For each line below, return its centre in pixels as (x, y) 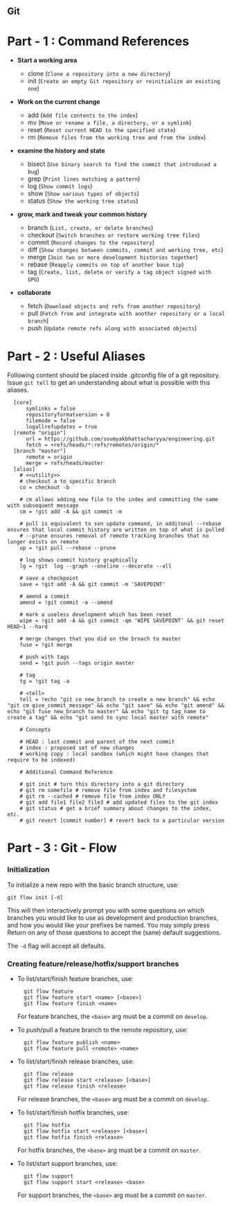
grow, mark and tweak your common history (82, 215)
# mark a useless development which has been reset (96, 615)
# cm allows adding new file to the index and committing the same (119, 500)
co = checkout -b (45, 487)
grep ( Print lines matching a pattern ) (84, 179)
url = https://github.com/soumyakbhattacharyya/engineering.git (120, 439)
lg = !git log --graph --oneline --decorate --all (96, 566)
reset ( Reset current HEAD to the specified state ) (101, 130)
